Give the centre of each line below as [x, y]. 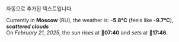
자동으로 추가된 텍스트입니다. [39, 8]
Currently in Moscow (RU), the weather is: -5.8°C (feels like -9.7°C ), [90, 20]
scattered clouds [28, 26]
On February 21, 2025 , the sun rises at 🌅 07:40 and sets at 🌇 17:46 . [87, 33]
